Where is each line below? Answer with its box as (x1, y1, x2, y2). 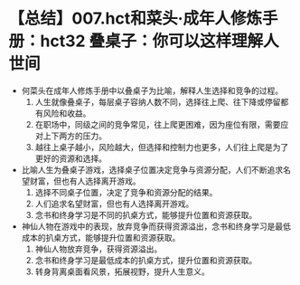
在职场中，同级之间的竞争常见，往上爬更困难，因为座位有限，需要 (34, 119, 281, 129)
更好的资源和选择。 (34, 153, 108, 164)
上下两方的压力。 (42, 130, 108, 141)
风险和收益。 (42, 108, 91, 119)
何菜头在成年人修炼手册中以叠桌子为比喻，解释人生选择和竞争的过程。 (21, 85, 284, 96)
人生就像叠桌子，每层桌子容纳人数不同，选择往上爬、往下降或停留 (34, 96, 281, 107)
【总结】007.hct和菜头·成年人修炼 (8, 8, 263, 29)
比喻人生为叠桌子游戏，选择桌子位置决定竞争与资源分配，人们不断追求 (21, 164, 284, 175)
